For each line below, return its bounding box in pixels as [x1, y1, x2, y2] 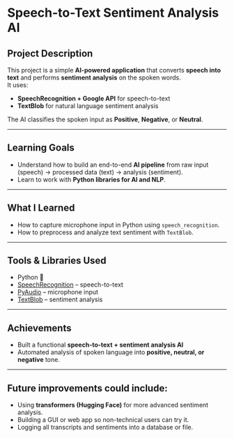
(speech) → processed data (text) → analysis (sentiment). [17, 167, 183, 176]
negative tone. [17, 356, 61, 364]
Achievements [7, 322, 72, 334]
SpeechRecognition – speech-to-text [17, 280, 124, 289]
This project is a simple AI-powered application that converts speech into [7, 66, 221, 74]
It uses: [7, 81, 29, 89]
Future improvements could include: [7, 382, 169, 394]
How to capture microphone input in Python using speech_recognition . [17, 220, 220, 229]
